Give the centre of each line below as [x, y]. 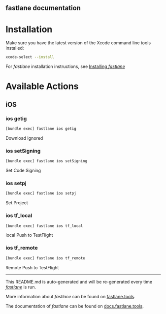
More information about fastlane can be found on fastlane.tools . [70, 296]
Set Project [17, 203]
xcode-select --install [30, 57]
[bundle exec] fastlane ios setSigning [47, 161]
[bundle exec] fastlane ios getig [41, 129]
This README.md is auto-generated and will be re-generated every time [79, 282]
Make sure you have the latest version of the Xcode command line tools [78, 43]
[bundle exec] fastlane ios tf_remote [45, 258]
